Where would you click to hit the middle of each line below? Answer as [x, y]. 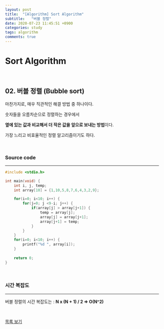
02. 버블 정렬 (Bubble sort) [45, 91]
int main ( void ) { [23, 181]
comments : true [20, 37]
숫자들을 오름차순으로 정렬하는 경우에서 [42, 114]
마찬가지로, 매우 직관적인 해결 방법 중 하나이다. [49, 104]
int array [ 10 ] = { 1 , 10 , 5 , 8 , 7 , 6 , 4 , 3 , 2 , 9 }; [57, 190]
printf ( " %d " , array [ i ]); [49, 244]
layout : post [18, 10]
